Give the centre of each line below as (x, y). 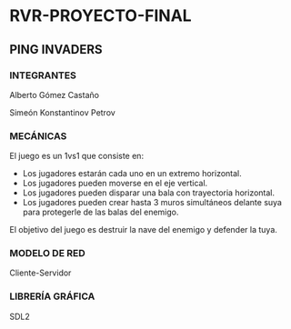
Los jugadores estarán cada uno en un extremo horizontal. (132, 174)
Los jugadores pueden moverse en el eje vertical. (115, 184)
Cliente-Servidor (40, 273)
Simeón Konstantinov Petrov (62, 112)
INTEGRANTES (43, 75)
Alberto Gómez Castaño (55, 95)
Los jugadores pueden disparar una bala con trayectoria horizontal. (149, 193)
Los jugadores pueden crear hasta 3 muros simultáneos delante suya (152, 203)
